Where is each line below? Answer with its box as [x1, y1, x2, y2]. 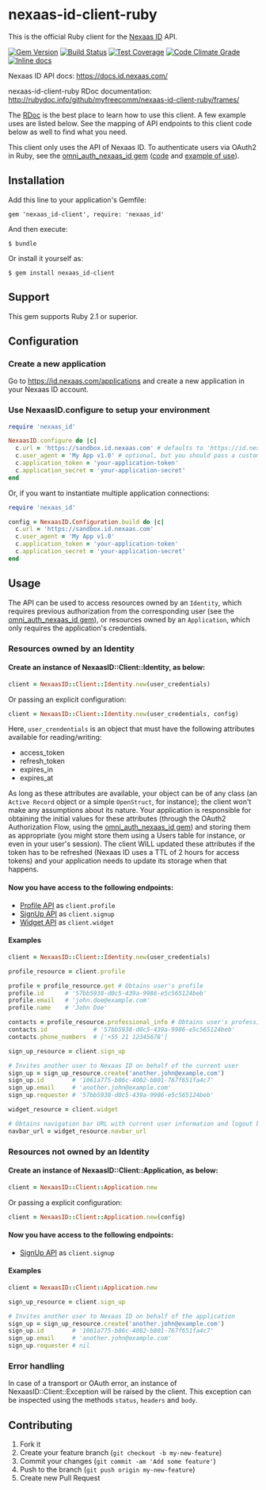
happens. [8, 864, 40, 874]
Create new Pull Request [19, 1473, 101, 1483]
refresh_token [19, 757, 66, 766]
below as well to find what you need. [8, 127, 128, 137]
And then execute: [8, 224, 68, 233]
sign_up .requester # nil [8, 1342, 90, 1350]
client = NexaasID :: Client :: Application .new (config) [8, 1213, 186, 1221]
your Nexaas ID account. [8, 385, 89, 395]
